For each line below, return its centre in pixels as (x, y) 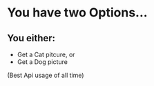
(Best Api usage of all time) (46, 75)
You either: (31, 38)
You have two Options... (77, 13)
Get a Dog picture (42, 62)
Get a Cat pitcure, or (46, 54)
